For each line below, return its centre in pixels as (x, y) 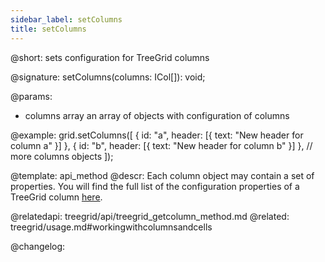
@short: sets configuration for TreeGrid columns (110, 57)
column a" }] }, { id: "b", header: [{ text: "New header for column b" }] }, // (161, 145)
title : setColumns (48, 29)
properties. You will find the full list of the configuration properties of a (155, 186)
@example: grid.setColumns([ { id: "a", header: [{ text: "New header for (157, 135)
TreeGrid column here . (56, 197)
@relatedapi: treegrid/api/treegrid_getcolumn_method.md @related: (150, 216)
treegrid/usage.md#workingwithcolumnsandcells (111, 227)
